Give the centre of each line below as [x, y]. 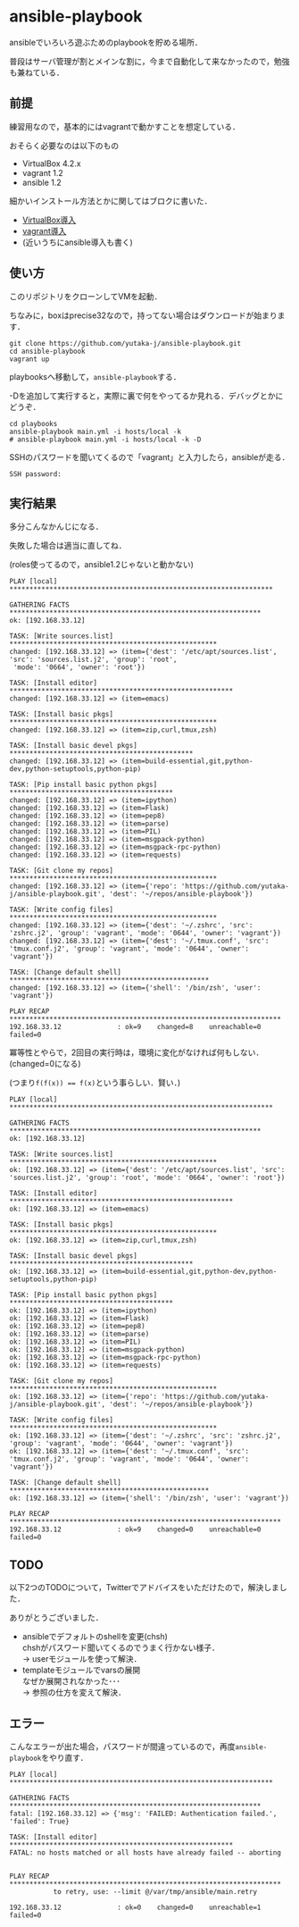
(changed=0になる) [46, 1064]
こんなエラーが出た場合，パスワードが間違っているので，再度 [122, 1747]
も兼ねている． [37, 72]
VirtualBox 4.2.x [52, 163]
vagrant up [29, 359]
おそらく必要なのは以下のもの [64, 146]
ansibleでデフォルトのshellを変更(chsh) [95, 1637]
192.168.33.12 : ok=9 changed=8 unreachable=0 [135, 1027]
